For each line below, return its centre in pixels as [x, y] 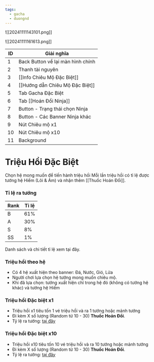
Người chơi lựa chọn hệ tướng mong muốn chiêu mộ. [64, 277]
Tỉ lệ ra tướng [21, 193]
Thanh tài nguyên [38, 70]
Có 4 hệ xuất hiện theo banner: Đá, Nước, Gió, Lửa [62, 272]
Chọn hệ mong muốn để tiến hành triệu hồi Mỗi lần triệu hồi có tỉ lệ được [77, 175]
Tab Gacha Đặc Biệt [41, 93]
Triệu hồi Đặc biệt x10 [31, 333]
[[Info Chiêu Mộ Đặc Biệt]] [49, 77]
